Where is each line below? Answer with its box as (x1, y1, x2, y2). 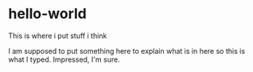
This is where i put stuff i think (8, 31, 107, 40)
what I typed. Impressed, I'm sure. (8, 55, 121, 64)
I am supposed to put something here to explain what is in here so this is (8, 46, 245, 55)
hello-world (8, 5, 88, 23)
